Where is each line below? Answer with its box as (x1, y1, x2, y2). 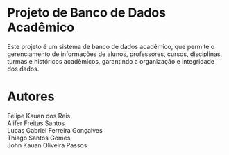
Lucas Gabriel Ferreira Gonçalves (7, 126, 103, 134)
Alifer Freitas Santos (7, 119, 65, 127)
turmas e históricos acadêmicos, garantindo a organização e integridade (7, 57, 215, 65)
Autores (7, 89, 55, 104)
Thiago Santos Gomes (7, 134, 71, 142)
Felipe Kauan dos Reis (7, 111, 71, 120)
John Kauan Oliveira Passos (7, 140, 87, 149)
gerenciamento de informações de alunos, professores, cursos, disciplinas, (7, 50, 223, 58)
